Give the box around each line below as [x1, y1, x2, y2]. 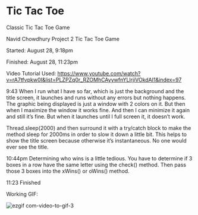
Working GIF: [6, 190, 39, 197]
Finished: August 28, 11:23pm [6, 58, 78, 65]
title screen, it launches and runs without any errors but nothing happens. [6, 94, 186, 101]
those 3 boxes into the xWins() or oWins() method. [6, 167, 130, 175]
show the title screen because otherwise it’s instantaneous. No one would [6, 137, 187, 144]
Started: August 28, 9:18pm [6, 46, 73, 54]
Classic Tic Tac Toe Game [6, 24, 70, 31]
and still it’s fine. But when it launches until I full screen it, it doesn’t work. [6, 113, 186, 120]
